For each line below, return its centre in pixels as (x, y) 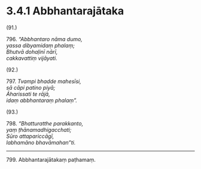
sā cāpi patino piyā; (31, 87)
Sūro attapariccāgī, (30, 136)
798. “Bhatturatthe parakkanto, (45, 123)
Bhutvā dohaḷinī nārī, (32, 51)
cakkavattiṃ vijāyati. (32, 58)
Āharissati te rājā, (28, 94)
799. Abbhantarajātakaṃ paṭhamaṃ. (51, 159)
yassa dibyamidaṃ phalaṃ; (40, 45)
